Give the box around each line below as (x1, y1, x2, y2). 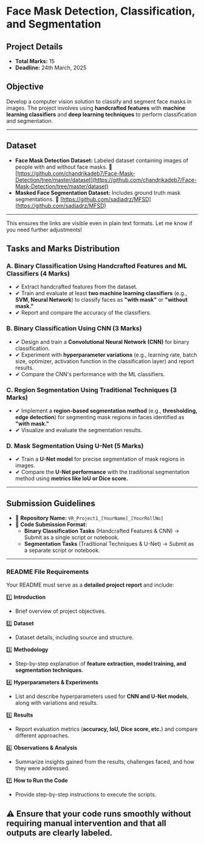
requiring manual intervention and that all (6, 818, 167, 828)
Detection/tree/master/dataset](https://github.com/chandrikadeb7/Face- (15, 176, 197, 183)
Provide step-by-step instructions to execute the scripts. (15, 791, 157, 798)
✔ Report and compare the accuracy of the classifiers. (15, 309, 152, 316)
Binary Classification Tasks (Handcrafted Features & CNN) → (24, 528, 180, 535)
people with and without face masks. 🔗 (15, 163, 112, 170)
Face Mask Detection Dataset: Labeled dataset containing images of (15, 156, 189, 164)
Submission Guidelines (6, 498, 96, 509)
